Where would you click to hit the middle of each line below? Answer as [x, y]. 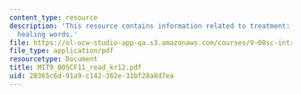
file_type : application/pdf [62, 51]
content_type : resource [54, 17]
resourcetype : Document [54, 59]
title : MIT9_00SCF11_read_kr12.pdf [76, 68]
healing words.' [47, 34]
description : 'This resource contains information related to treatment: [150, 26]
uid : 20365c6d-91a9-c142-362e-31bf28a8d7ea [92, 76]
